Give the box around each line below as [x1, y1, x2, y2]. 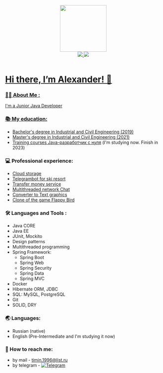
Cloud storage [12, 171, 42, 177]
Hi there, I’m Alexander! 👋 [5, 74, 112, 85]
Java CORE [12, 223, 36, 229]
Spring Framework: [12, 249, 52, 255]
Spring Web [19, 260, 44, 266]
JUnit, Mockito [12, 233, 43, 239]
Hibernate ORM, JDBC [12, 286, 58, 292]
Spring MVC [19, 276, 45, 281]
